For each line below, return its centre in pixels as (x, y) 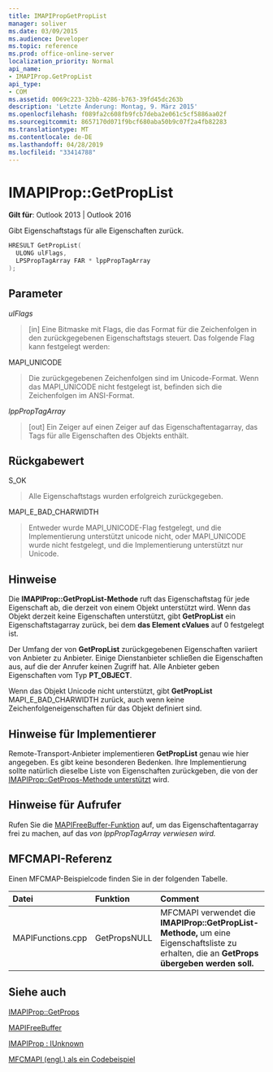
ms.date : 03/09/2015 (43, 31)
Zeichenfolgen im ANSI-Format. (81, 395)
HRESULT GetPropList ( (45, 246)
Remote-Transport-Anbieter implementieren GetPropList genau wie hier (129, 754)
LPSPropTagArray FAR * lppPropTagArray (83, 261)
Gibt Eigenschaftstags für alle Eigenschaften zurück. (96, 231)
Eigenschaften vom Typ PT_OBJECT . (70, 676)
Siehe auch (37, 993)
